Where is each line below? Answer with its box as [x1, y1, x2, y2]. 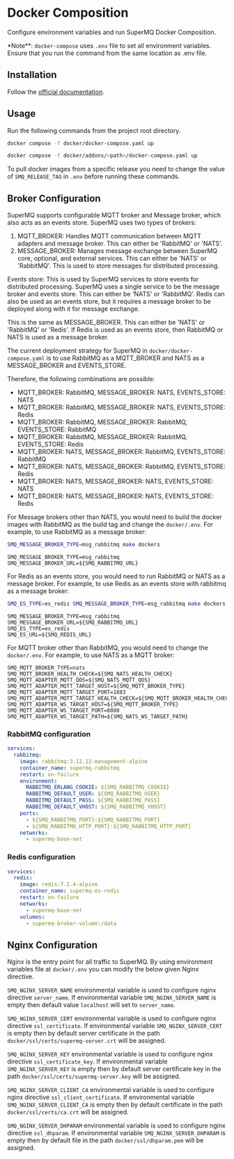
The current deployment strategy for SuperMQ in [7, 346, 148, 355]
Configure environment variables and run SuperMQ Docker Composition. [7, 28, 217, 36]
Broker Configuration [7, 192, 101, 204]
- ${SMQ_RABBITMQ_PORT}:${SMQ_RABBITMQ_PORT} [25, 816, 160, 823]
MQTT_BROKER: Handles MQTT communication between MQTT [17, 232, 202, 240]
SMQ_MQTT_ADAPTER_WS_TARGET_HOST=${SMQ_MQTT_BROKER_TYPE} [7, 700, 179, 708]
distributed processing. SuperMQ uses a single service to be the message [7, 282, 220, 291]
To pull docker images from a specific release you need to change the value [7, 165, 225, 174]
